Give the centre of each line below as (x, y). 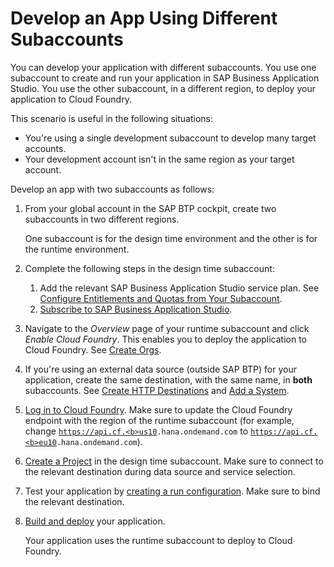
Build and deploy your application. (95, 521)
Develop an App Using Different (144, 18)
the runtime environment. (77, 249)
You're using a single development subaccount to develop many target (170, 138)
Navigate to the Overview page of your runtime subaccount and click (167, 328)
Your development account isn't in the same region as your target (159, 159)
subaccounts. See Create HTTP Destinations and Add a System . (157, 390)
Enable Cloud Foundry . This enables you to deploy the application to (166, 339)
